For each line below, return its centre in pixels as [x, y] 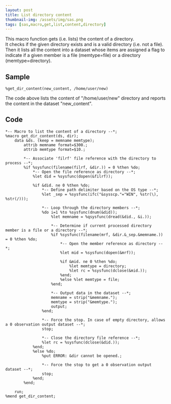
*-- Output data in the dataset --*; [91, 293]
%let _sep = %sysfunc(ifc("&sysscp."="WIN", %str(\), [100, 194]
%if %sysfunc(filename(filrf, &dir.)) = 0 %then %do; [82, 167]
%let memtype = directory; [98, 266]
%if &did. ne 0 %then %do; [61, 185]
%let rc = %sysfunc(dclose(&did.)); [81, 342]
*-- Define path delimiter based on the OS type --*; [100, 190]
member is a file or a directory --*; [46, 230]
